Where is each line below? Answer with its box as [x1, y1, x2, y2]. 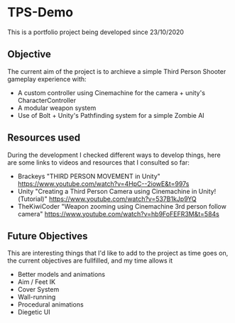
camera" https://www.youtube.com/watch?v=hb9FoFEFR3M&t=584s [17, 209, 220, 218]
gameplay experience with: [7, 75, 87, 83]
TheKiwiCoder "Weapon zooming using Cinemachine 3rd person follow [17, 202, 227, 210]
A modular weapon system [17, 104, 97, 112]
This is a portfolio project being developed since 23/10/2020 [7, 28, 185, 36]
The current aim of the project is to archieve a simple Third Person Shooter [7, 67, 226, 75]
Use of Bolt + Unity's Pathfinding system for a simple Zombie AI [17, 111, 204, 119]
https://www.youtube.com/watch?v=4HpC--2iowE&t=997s [17, 179, 190, 188]
